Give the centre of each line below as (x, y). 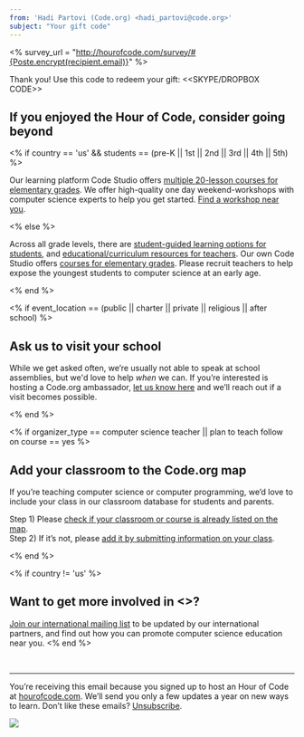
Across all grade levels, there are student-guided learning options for (138, 244)
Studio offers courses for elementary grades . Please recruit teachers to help (152, 263)
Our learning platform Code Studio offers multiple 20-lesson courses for (144, 180)
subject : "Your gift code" (60, 26)
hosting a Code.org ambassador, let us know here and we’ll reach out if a (146, 388)
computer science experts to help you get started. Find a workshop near (144, 199)
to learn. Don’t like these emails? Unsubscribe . (96, 705)
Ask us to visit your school (85, 346)
